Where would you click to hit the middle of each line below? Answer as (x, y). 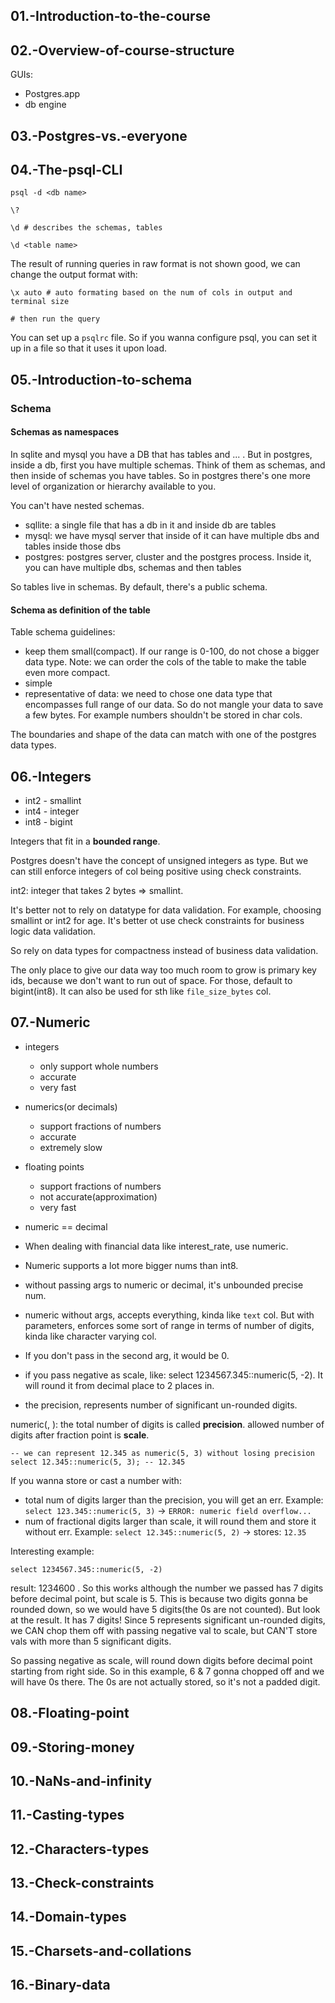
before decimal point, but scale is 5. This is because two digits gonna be (159, 1598)
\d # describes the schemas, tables (86, 228)
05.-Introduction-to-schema (101, 379)
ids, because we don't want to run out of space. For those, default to (151, 980)
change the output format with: (74, 275)
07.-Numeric (50, 1022)
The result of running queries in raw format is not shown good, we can (155, 264)
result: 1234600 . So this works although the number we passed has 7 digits (167, 1588)
